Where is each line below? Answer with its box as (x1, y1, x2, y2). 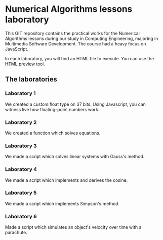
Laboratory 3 (5, 142, 37, 149)
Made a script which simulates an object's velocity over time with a (5, 224, 142, 230)
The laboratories (5, 75, 57, 83)
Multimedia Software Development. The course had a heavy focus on (5, 40, 146, 46)
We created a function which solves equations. (5, 130, 101, 136)
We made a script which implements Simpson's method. (5, 200, 120, 206)
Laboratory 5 (5, 189, 37, 196)
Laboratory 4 (5, 166, 37, 173)
